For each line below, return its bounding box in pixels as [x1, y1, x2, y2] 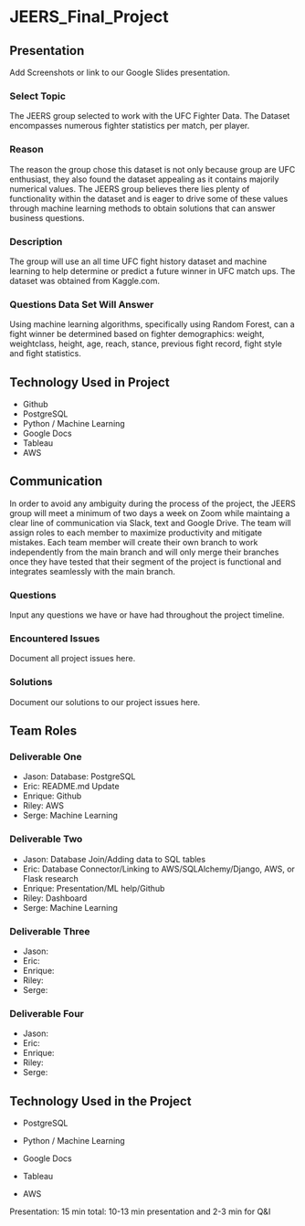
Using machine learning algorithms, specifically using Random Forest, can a [9, 319, 295, 330]
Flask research [22, 872, 79, 883]
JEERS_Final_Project [9, 6, 169, 27]
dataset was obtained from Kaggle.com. [9, 275, 160, 286]
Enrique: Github [22, 790, 82, 801]
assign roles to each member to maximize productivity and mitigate [9, 527, 263, 538]
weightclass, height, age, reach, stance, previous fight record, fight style [9, 338, 283, 349]
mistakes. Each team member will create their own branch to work [9, 536, 258, 547]
